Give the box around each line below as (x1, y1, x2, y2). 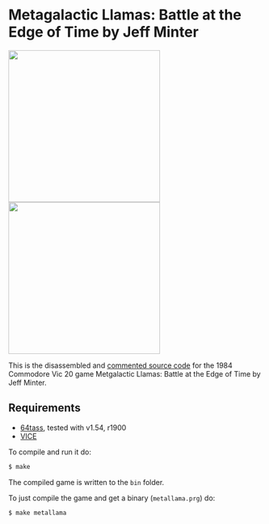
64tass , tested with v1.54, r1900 (19, 423, 127, 432)
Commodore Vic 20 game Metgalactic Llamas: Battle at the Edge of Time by (8, 369, 261, 378)
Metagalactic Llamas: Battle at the (8, 6, 242, 24)
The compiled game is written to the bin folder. (8, 477, 165, 487)
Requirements (8, 401, 81, 415)
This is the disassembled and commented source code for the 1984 (8, 360, 233, 370)
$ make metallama (8, 509, 67, 517)
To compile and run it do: (8, 447, 91, 457)
